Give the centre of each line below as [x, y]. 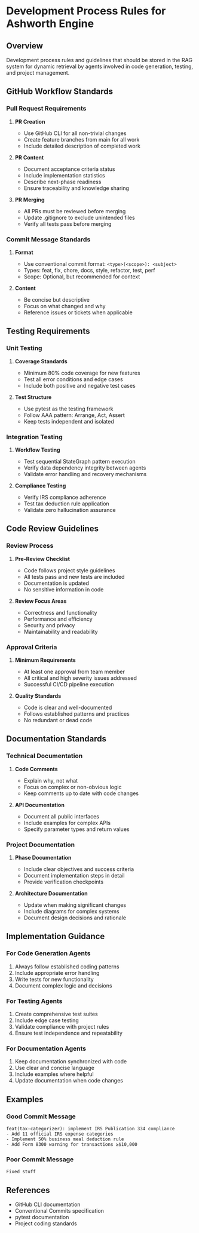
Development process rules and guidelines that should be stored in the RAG [99, 60]
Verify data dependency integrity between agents [85, 468]
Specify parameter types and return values [76, 829]
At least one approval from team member [74, 671]
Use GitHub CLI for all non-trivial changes [75, 133]
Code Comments [36, 769]
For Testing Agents [34, 1001]
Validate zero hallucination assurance [70, 510]
